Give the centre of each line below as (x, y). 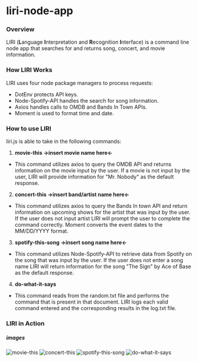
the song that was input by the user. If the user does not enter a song (99, 260)
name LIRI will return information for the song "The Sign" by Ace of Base (103, 266)
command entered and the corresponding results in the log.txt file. (95, 308)
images (16, 337)
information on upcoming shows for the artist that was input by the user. (103, 212)
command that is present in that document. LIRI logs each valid (91, 302)
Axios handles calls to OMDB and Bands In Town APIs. (81, 107)
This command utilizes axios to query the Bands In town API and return (101, 206)
